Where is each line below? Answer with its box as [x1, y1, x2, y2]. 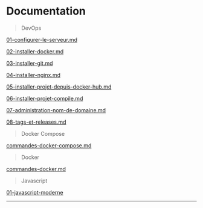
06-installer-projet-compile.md [6, 95, 83, 102]
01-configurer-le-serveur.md [6, 36, 77, 43]
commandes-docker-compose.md [6, 141, 92, 149]
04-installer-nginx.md [6, 71, 61, 78]
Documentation [6, 4, 86, 18]
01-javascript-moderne [6, 189, 63, 196]
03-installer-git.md [6, 59, 53, 67]
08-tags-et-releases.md [6, 118, 66, 126]
